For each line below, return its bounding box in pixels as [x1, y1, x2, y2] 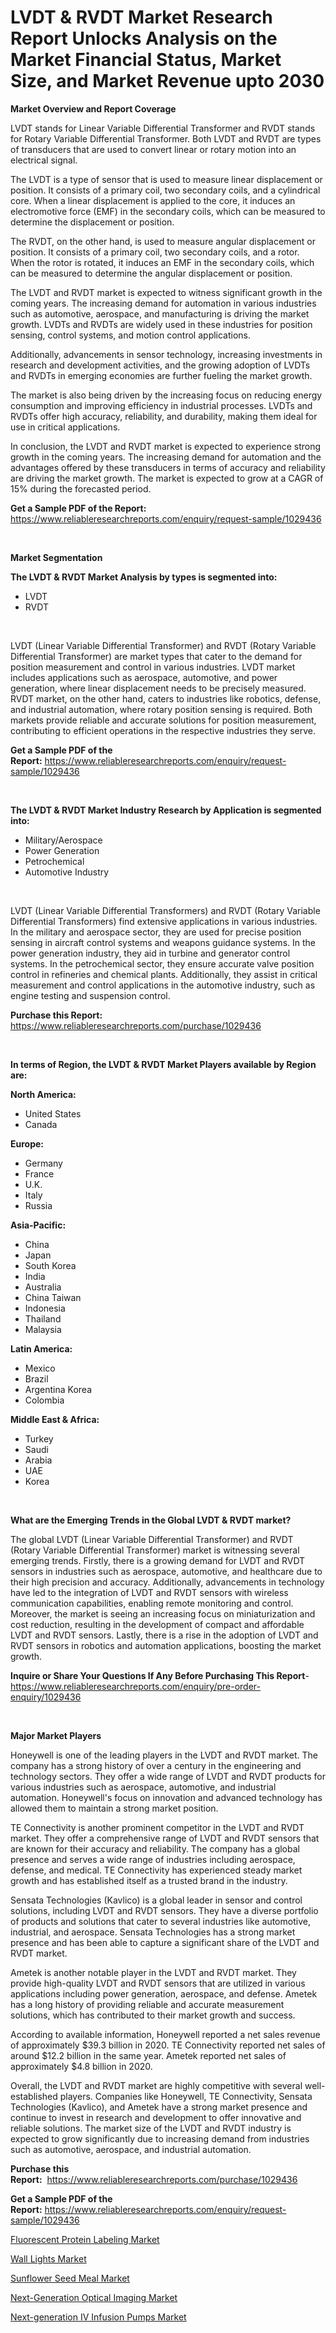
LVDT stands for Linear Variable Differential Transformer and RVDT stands [10, 122, 316, 134]
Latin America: [10, 1342, 73, 1355]
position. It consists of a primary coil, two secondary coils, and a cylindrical [10, 184, 321, 196]
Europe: [10, 1137, 45, 1150]
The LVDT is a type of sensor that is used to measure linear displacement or [10, 173, 323, 185]
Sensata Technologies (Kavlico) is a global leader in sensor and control [10, 1894, 303, 1906]
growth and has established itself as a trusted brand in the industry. [10, 1874, 288, 1886]
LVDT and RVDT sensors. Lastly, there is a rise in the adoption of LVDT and [10, 1629, 319, 1641]
